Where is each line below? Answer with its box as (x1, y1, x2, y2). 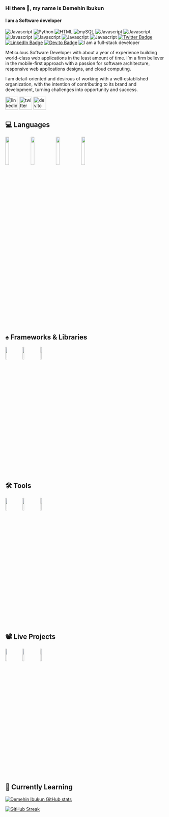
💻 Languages (5, 120, 50, 129)
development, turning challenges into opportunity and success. (5, 87, 138, 93)
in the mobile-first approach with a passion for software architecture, (5, 60, 150, 67)
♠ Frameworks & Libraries (5, 333, 88, 342)
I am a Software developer (5, 17, 62, 24)
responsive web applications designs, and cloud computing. (5, 66, 131, 72)
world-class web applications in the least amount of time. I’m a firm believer (5, 55, 164, 61)
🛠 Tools (5, 481, 32, 490)
